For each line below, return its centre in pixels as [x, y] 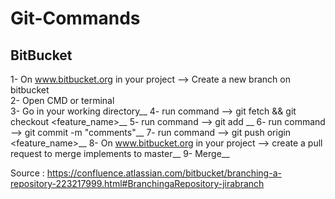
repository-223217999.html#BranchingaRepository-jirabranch [137, 183]
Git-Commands [75, 18]
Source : [27, 173]
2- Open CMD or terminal [62, 100]
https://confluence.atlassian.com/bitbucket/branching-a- [164, 173]
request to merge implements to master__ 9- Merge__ [120, 153]
